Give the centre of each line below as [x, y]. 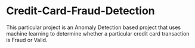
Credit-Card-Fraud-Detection [81, 11]
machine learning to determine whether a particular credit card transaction [98, 33]
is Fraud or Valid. [27, 40]
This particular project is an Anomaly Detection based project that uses [93, 27]
